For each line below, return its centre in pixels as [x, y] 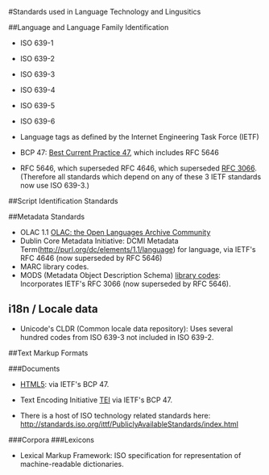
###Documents [34, 368]
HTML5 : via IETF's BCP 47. [64, 384]
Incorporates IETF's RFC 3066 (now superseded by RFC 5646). [125, 284]
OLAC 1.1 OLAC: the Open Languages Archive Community [115, 232]
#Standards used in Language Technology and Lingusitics [105, 12]
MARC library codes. [54, 267]
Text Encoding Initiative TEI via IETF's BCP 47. [96, 400]
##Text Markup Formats [48, 353]
